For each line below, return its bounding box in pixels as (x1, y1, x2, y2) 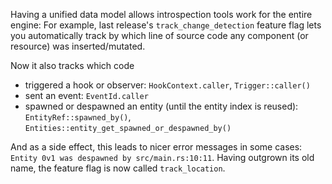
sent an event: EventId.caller (24, 90, 149, 101)
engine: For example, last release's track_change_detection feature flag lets (10, 19, 322, 31)
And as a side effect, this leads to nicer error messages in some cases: (10, 141, 303, 153)
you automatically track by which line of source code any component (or (10, 30, 309, 41)
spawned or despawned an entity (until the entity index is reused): (24, 100, 299, 112)
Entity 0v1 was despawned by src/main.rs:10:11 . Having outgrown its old (10, 152, 315, 163)
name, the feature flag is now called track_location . (10, 162, 226, 174)
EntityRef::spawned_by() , (24, 111, 132, 123)
